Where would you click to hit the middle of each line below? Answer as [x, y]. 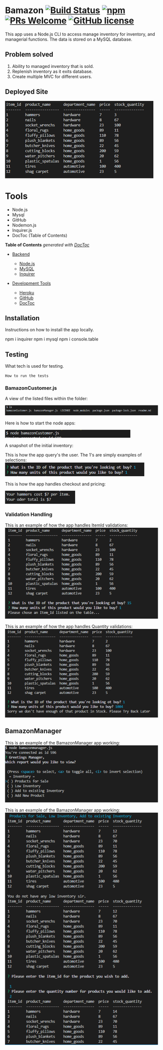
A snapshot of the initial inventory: [39, 445]
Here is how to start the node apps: [40, 423]
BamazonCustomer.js [31, 388]
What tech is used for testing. [34, 366]
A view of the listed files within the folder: [47, 399]
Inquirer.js [22, 230]
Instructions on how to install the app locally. [49, 330]
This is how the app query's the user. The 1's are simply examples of [73, 455]
